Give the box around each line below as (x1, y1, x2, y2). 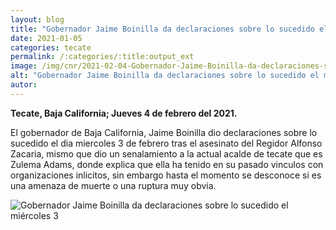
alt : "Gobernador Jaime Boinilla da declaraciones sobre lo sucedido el (10, 71, 320, 81)
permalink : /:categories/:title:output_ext (10, 52, 195, 62)
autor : (10, 80, 38, 90)
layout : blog (10, 14, 65, 25)
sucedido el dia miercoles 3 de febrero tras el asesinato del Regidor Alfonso (10, 137, 323, 149)
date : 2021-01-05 (10, 33, 83, 43)
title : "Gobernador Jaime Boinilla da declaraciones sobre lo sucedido (10, 24, 315, 34)
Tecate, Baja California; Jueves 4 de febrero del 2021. (10, 107, 238, 119)
